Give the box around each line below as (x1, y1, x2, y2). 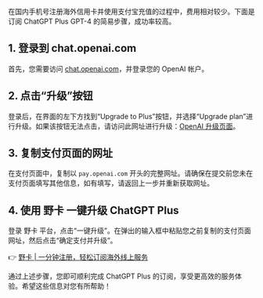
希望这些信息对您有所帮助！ (21, 282, 111, 291)
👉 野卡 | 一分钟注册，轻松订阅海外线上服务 (8, 253, 149, 262)
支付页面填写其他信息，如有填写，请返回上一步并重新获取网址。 (8, 179, 214, 188)
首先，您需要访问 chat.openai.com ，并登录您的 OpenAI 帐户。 (8, 64, 209, 73)
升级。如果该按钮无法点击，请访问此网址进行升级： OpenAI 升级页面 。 (14, 121, 240, 131)
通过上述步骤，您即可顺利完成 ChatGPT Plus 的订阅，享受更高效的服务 (8, 271, 236, 281)
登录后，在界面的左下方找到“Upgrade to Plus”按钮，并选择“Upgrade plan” (8, 111, 247, 121)
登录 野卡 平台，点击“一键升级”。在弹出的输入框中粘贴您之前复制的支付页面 (8, 226, 252, 235)
